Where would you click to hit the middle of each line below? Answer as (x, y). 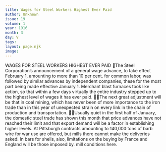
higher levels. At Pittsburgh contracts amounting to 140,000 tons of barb (79, 128)
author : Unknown (22, 14)
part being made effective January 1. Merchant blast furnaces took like (77, 86)
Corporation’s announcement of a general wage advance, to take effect (78, 70)
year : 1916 (16, 28)
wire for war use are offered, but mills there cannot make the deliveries (78, 134)
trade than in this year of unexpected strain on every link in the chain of (78, 107)
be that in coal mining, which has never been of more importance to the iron (83, 102)
